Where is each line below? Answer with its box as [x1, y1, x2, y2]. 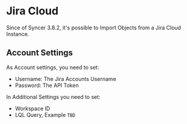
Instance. [6, 30, 29, 37]
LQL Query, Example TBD [14, 111, 76, 118]
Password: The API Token [14, 81, 79, 89]
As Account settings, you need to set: [6, 63, 99, 71]
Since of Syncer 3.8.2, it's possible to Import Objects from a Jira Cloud [6, 24, 182, 31]
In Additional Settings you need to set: [6, 93, 101, 100]
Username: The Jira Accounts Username [14, 75, 117, 82]
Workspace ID [14, 105, 51, 112]
